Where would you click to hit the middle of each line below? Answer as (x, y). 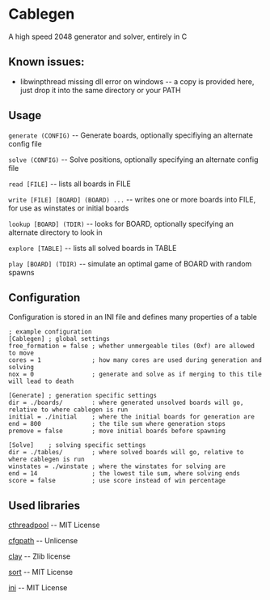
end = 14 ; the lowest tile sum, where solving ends (124, 474)
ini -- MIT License (38, 588)
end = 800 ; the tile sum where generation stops (117, 424)
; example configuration (50, 332)
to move (21, 353)
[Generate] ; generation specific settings (83, 396)
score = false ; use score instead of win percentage (117, 481)
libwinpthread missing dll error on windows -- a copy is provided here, (137, 81)
